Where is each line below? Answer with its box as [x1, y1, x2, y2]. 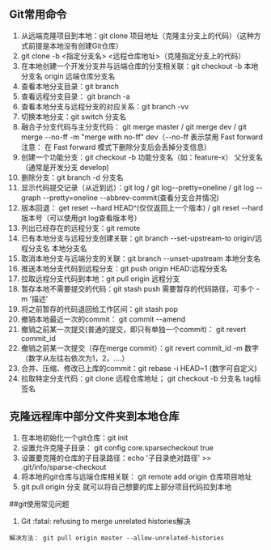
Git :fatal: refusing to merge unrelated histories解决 [20, 516, 191, 526]
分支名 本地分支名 [28, 243, 87, 253]
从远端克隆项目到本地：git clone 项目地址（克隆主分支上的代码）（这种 [20, 31, 254, 41]
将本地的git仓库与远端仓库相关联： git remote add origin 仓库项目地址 [20, 471, 252, 481]
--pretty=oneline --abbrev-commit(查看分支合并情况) [42, 193, 219, 203]
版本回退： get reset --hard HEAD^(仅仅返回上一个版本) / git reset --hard [20, 203, 264, 212]
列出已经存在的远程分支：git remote [20, 223, 141, 232]
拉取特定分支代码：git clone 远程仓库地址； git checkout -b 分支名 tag [20, 373, 254, 383]
